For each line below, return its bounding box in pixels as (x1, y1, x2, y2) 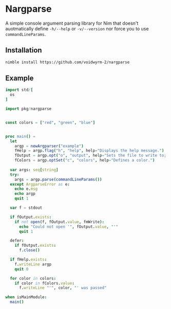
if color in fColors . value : (14, 281, 74, 286)
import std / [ (5, 87, 33, 93)
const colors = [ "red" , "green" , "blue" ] (5, 120, 96, 125)
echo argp (14, 191, 36, 196)
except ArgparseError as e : (10, 181, 70, 187)
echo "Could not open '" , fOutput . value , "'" (18, 224, 118, 229)
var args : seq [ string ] (10, 167, 59, 172)
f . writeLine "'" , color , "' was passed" (18, 285, 107, 290)
